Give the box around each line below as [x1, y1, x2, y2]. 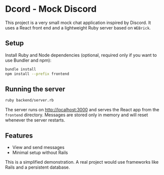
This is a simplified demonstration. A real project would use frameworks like [5, 159, 159, 165]
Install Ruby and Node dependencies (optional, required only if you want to [5, 52, 157, 58]
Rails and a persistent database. [5, 164, 70, 170]
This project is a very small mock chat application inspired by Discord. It [5, 20, 151, 25]
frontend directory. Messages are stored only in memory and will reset [5, 112, 148, 118]
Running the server [5, 85, 66, 93]
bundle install [5, 67, 36, 72]
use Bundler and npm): [5, 57, 52, 63]
